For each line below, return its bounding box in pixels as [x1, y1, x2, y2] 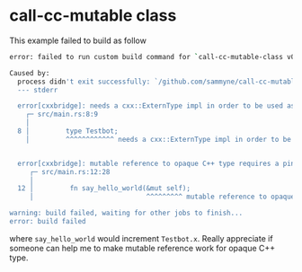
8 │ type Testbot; [17, 127, 119, 136]
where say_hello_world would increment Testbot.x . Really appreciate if [9, 233, 273, 243]
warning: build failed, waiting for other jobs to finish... [9, 208, 244, 218]
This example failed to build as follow [9, 35, 147, 46]
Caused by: [9, 68, 50, 77]
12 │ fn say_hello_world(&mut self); [17, 184, 191, 193]
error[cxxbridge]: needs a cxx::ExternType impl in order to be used [17, 101, 283, 110]
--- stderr [17, 85, 58, 94]
